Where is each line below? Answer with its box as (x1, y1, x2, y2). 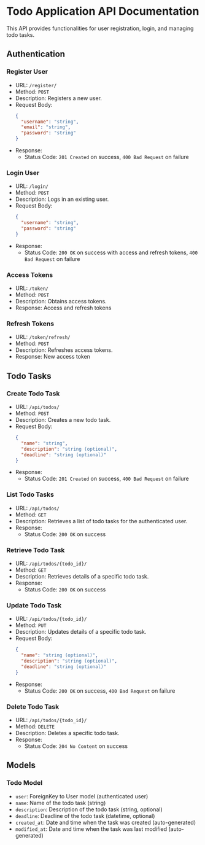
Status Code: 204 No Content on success (24, 742, 128, 750)
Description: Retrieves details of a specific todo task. (15, 573, 149, 580)
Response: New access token (15, 353, 91, 360)
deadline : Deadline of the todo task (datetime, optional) (15, 812, 155, 819)
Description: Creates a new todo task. (15, 416, 111, 424)
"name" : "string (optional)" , (21, 652, 98, 658)
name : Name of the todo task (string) (15, 799, 106, 806)
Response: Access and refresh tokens (15, 304, 112, 311)
